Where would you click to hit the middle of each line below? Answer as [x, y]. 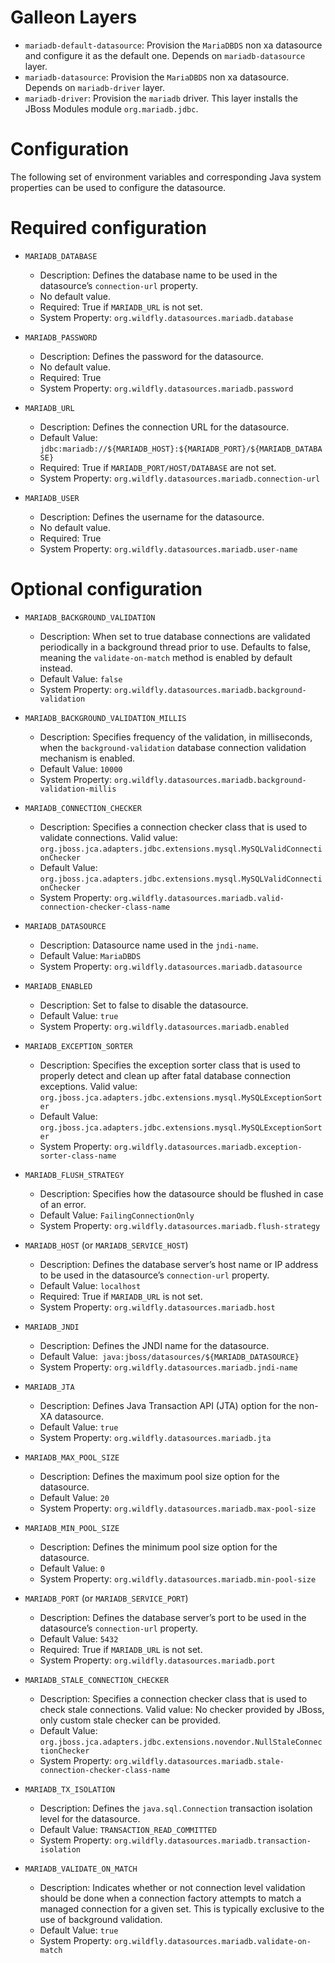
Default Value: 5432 [79, 1638]
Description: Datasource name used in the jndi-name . [149, 945]
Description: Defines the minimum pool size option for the [158, 1547]
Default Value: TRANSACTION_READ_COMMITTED [128, 1829]
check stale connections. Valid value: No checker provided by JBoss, [182, 1709]
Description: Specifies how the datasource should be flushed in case [181, 1193]
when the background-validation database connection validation [173, 747]
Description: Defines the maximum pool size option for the [159, 1476]
